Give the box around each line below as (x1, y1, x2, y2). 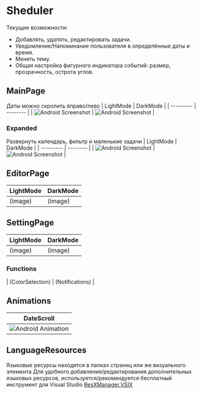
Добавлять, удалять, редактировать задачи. (15, 35, 131, 43)
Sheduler (6, 4, 54, 18)
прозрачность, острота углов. (15, 68, 94, 75)
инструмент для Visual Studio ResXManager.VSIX (6, 381, 133, 388)
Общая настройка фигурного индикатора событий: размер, (15, 62, 171, 69)
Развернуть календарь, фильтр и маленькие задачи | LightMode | (6, 138, 177, 145)
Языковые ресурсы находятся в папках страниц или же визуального (6, 361, 186, 368)
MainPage (6, 86, 46, 97)
